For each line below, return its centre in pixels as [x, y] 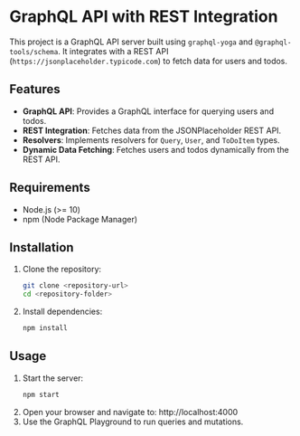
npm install [45, 328]
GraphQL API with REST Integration [144, 17]
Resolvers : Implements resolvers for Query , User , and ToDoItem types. [151, 140]
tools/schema [34, 52]
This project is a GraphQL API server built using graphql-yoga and [131, 42]
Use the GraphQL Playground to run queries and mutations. [133, 422]
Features [35, 89]
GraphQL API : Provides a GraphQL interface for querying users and [148, 111]
